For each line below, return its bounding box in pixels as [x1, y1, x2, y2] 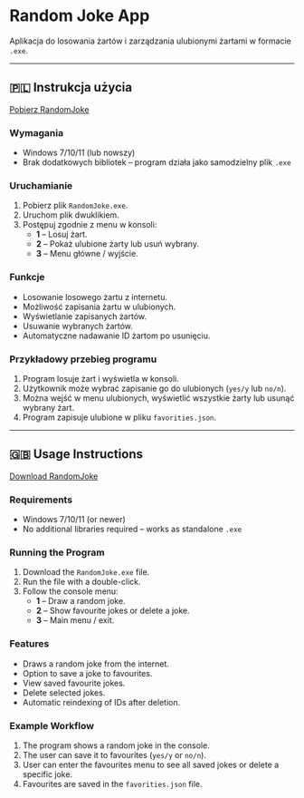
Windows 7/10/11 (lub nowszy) [22, 147, 136, 159]
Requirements [9, 493, 73, 506]
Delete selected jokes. [22, 686, 106, 698]
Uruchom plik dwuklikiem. [22, 209, 119, 220]
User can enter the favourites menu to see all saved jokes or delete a [22, 759, 280, 770]
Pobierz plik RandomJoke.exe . [22, 200, 128, 211]
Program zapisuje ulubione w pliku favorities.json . [22, 412, 217, 423]
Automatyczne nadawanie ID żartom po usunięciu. [22, 330, 211, 341]
